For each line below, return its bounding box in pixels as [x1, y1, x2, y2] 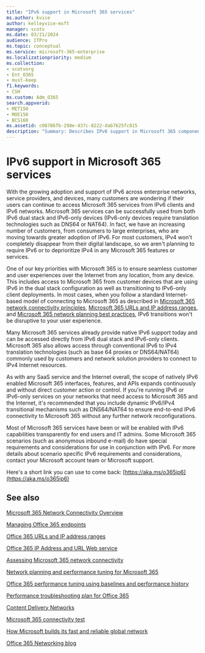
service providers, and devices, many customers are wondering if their [6, 194, 184, 202]
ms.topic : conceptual [6, 43, 62, 50]
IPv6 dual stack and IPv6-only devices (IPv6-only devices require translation [6, 214, 199, 221]
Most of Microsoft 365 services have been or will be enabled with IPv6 [6, 424, 184, 431]
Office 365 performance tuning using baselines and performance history [6, 580, 189, 588]
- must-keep [6, 77, 37, 83]
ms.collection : [6, 60, 45, 66]
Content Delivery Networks [6, 603, 75, 611]
